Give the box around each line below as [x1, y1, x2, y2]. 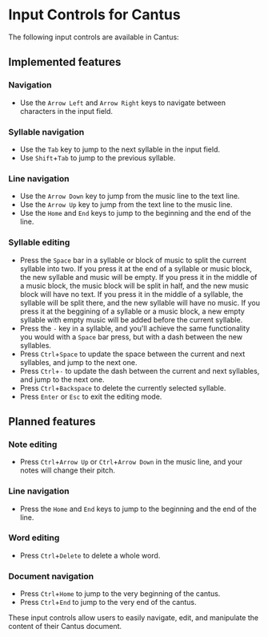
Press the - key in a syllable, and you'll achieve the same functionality [19, 323, 250, 333]
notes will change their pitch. [19, 465, 116, 475]
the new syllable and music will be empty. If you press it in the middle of [19, 272, 258, 282]
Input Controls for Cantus [8, 6, 182, 24]
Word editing [8, 532, 60, 543]
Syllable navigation [8, 126, 85, 137]
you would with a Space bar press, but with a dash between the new [19, 331, 242, 342]
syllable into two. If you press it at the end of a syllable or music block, [19, 263, 252, 274]
